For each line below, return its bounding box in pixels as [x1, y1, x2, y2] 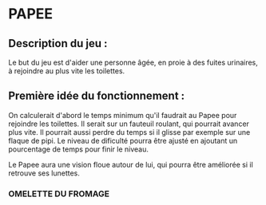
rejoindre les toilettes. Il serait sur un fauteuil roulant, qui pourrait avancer [8, 119, 250, 128]
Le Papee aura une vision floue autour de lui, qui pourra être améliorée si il [8, 160, 253, 169]
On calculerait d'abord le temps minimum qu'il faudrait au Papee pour [8, 110, 237, 120]
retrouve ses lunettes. [8, 168, 80, 178]
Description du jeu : [8, 37, 108, 50]
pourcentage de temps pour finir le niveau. [8, 144, 149, 154]
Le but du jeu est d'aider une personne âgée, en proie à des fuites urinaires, [8, 57, 258, 67]
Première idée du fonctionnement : [8, 89, 185, 103]
